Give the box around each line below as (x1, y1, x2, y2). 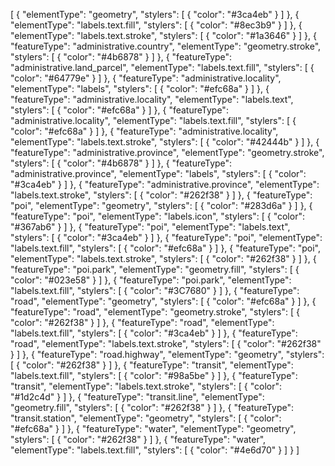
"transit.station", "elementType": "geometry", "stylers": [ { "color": (10, 412, 282, 424)
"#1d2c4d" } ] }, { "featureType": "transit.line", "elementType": (10, 391, 265, 403)
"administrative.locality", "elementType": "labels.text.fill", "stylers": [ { (10, 115, 297, 126)
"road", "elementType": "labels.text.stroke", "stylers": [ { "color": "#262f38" (10, 338, 322, 349)
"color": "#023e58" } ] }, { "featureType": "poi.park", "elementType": (10, 274, 292, 286)
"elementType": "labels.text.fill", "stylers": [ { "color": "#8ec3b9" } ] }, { (10, 19, 303, 31)
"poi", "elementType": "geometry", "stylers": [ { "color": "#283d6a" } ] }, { (10, 200, 313, 211)
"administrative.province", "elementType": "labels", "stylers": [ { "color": (10, 168, 307, 179)
